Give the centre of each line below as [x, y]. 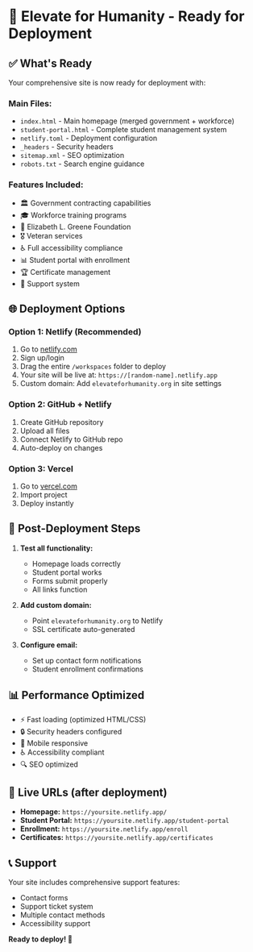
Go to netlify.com [49, 349]
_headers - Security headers [67, 147]
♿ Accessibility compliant [62, 752]
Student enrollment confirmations [87, 669]
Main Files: [30, 103]
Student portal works [67, 572]
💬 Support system [50, 283]
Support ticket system [57, 907]
